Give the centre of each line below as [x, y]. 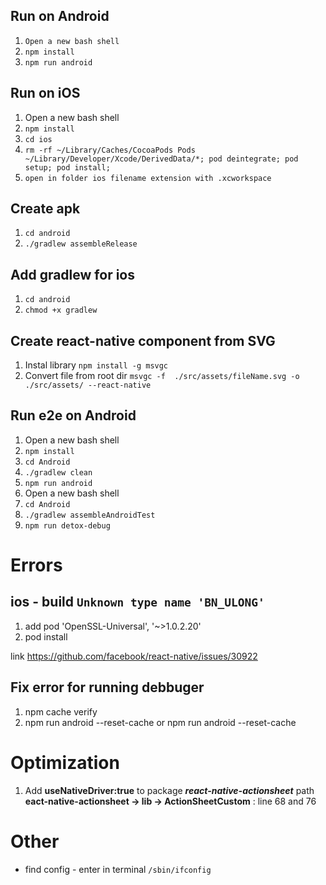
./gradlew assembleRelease [81, 244]
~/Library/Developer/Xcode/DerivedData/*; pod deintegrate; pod [161, 159]
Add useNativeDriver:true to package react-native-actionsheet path [169, 790]
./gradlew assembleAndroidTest [90, 515]
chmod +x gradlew [61, 310]
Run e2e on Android [73, 415]
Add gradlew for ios [72, 274]
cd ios [38, 139]
